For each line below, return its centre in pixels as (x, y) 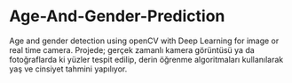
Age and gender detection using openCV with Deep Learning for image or (144, 41)
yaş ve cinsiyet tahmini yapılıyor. (68, 69)
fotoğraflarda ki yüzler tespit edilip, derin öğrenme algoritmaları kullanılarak (146, 59)
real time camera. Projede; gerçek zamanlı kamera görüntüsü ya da (132, 49)
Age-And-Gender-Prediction (117, 16)
